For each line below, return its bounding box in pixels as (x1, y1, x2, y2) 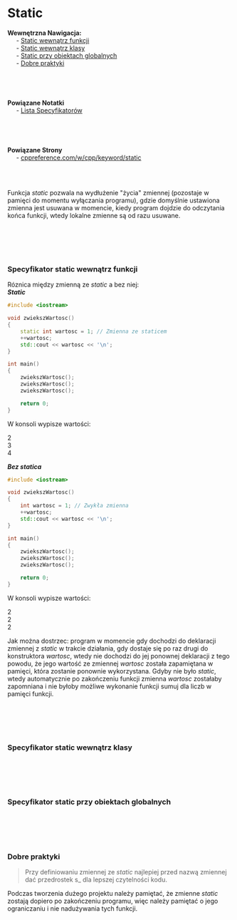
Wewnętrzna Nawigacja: (7, 29, 82, 37)
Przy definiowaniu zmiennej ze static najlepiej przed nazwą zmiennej (24, 868, 227, 877)
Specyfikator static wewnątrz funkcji (7, 264, 138, 274)
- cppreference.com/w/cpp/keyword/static (16, 153, 142, 162)
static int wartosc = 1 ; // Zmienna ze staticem (20, 328, 167, 335)
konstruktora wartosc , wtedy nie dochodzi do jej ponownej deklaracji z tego (7, 651, 230, 660)
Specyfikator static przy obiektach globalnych (7, 797, 172, 807)
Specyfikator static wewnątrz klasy (7, 743, 133, 753)
